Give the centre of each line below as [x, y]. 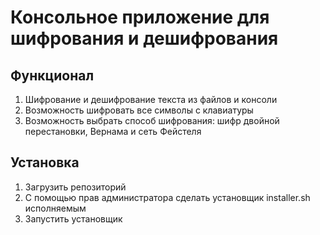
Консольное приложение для [140, 17]
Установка [45, 162]
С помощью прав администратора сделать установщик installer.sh [167, 197]
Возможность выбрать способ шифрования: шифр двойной [152, 120]
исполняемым [55, 208]
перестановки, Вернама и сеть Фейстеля [113, 131]
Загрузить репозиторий [75, 187]
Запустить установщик [73, 218]
